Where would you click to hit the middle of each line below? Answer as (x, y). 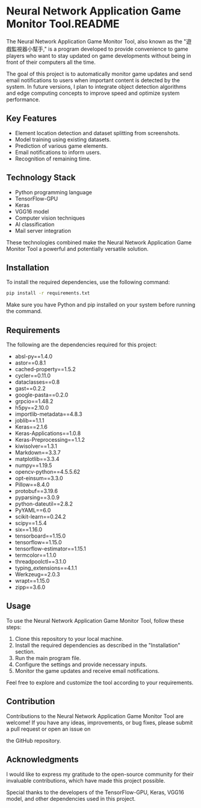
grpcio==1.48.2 (34, 401)
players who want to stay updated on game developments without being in (99, 56)
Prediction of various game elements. (61, 145)
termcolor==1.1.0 (36, 555)
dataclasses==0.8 (37, 382)
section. (25, 651)
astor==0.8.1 (30, 363)
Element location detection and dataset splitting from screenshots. (97, 133)
